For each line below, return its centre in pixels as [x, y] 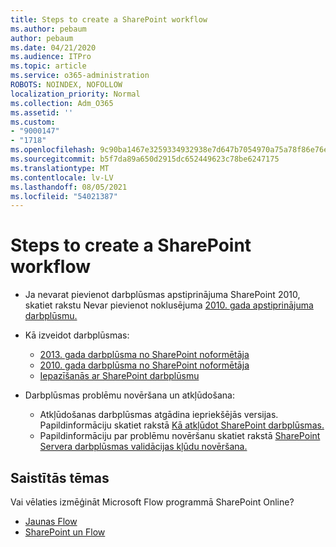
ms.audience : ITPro [51, 57]
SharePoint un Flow [65, 532]
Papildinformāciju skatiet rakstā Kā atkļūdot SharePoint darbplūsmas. [182, 425]
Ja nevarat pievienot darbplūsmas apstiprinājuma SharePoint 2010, [162, 295]
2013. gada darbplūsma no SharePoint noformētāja [144, 355]
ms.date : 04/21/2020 [53, 47]
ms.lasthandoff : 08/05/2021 [69, 187]
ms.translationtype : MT [60, 168]
